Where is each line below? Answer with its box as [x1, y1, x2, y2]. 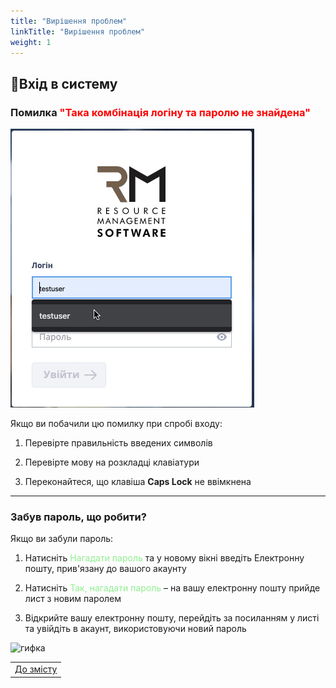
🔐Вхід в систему [10, 75, 118, 92]
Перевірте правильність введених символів [24, 437, 213, 449]
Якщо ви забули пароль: [10, 533, 114, 545]
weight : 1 [10, 37, 52, 47]
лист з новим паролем [24, 593, 122, 605]
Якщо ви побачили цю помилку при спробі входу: [10, 418, 223, 430]
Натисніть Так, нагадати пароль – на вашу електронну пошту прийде [24, 582, 321, 594]
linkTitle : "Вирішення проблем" [10, 26, 145, 37]
